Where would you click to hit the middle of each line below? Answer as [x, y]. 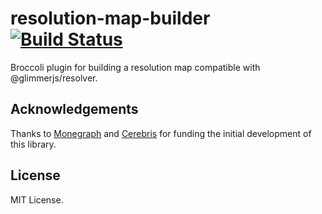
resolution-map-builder [110, 18]
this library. [33, 144]
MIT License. [37, 199]
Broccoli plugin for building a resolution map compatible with [135, 67]
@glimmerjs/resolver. [54, 78]
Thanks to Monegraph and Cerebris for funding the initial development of [161, 133]
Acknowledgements [74, 109]
